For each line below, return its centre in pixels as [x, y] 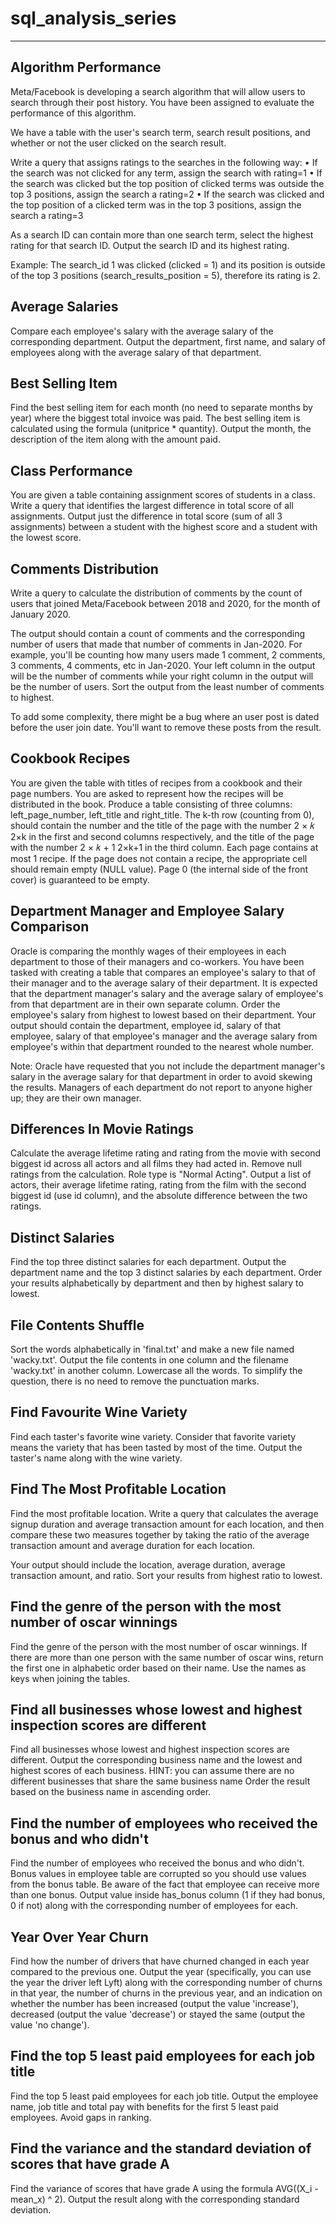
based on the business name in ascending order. [111, 1792]
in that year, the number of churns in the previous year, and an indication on [166, 1993]
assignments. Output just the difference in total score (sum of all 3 [146, 516]
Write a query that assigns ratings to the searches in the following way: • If [164, 162]
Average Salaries [64, 307]
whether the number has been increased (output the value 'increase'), [155, 2003]
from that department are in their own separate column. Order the [145, 1004]
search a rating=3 [47, 215]
